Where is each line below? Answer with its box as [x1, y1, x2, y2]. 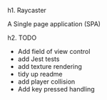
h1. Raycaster [7, 6, 46, 14]
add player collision [17, 77, 76, 86]
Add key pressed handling [17, 85, 95, 93]
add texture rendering [17, 62, 82, 70]
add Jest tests [17, 55, 60, 63]
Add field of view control [17, 48, 91, 55]
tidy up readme [17, 70, 63, 78]
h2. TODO [7, 33, 37, 42]
